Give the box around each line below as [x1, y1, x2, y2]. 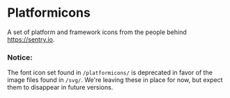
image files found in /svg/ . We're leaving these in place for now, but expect [7, 76, 223, 84]
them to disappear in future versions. [7, 83, 114, 92]
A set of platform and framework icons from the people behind [7, 28, 187, 36]
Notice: [7, 52, 33, 62]
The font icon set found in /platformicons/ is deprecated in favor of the [7, 68, 213, 77]
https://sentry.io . [7, 35, 55, 43]
